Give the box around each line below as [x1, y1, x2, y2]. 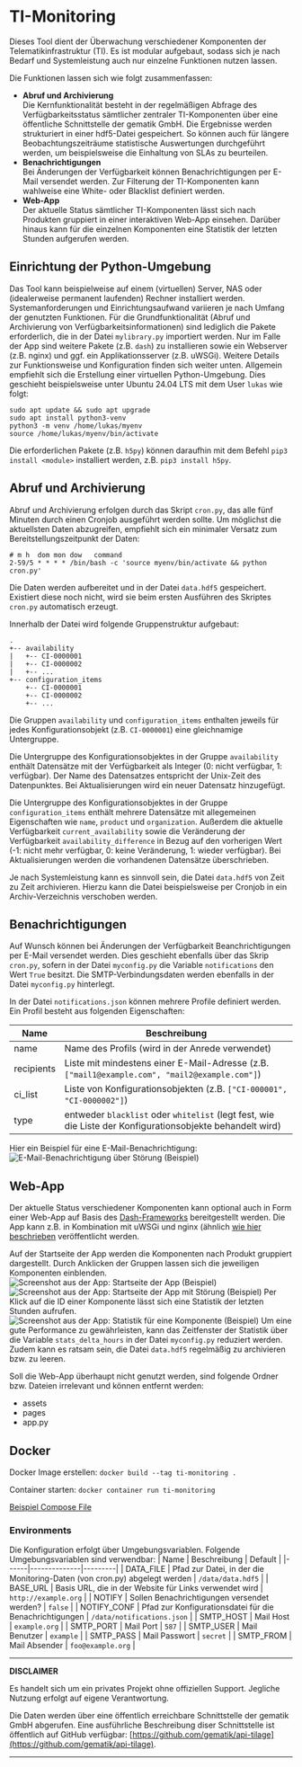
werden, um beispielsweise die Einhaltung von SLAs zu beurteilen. [22, 147, 269, 158]
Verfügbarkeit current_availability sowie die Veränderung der [9, 825, 245, 837]
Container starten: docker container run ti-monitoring [9, 1485, 216, 1495]
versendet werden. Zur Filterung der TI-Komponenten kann [40, 175, 260, 186]
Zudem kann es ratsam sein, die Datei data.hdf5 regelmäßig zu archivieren [9, 1344, 286, 1354]
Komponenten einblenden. [9, 1267, 108, 1278]
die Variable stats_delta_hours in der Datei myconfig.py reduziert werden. [9, 1335, 283, 1345]
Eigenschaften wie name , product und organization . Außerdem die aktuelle [9, 816, 283, 827]
